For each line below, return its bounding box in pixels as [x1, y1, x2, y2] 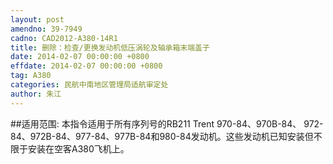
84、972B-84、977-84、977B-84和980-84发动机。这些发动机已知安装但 [10, 130, 314, 142]
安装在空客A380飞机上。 [27, 142, 130, 155]
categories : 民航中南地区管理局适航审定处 [10, 80, 169, 90]
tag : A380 [10, 71, 52, 81]
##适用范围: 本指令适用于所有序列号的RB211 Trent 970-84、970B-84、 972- [10, 117, 324, 130]
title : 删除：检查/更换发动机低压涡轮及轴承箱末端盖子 [10, 42, 210, 53]
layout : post [10, 14, 65, 25]
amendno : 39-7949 [10, 24, 83, 34]
